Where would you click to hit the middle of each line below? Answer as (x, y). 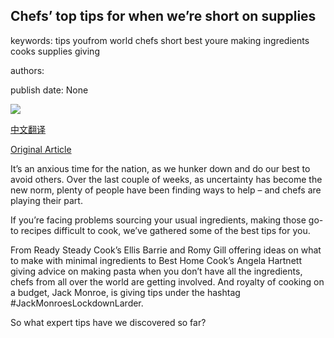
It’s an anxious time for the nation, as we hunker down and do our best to (160, 168)
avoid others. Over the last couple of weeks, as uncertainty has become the (166, 179)
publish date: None (49, 90)
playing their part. (46, 200)
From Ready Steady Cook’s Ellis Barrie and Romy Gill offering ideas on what (166, 250)
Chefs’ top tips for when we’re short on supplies (163, 16)
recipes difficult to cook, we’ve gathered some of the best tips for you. (165, 230)
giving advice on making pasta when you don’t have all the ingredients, (156, 271)
